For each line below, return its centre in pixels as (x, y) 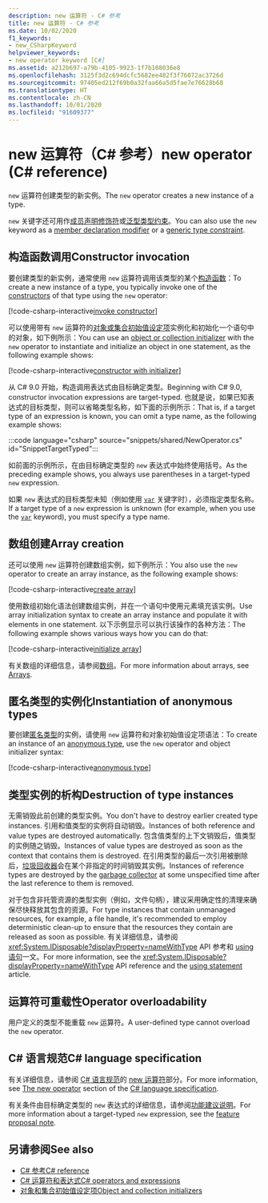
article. (20, 975)
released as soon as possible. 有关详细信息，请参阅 (93, 937)
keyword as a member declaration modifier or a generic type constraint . (127, 230)
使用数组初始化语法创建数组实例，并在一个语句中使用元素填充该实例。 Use (130, 606)
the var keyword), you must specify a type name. (89, 517)
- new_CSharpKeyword (43, 46)
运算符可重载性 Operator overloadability (108, 1002)
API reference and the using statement (179, 966)
